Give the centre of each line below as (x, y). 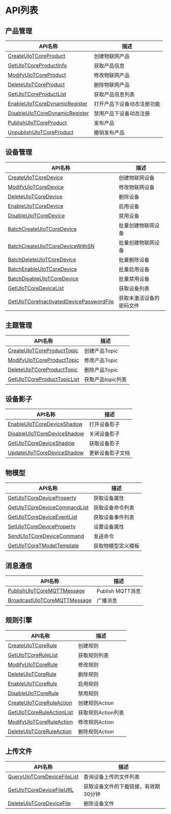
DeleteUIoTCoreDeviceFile (39, 803)
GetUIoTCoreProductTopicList (44, 379)
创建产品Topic (101, 351)
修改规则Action (96, 722)
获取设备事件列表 (114, 517)
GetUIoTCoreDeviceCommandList (48, 508)
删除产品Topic (101, 370)
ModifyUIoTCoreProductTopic (44, 360)
